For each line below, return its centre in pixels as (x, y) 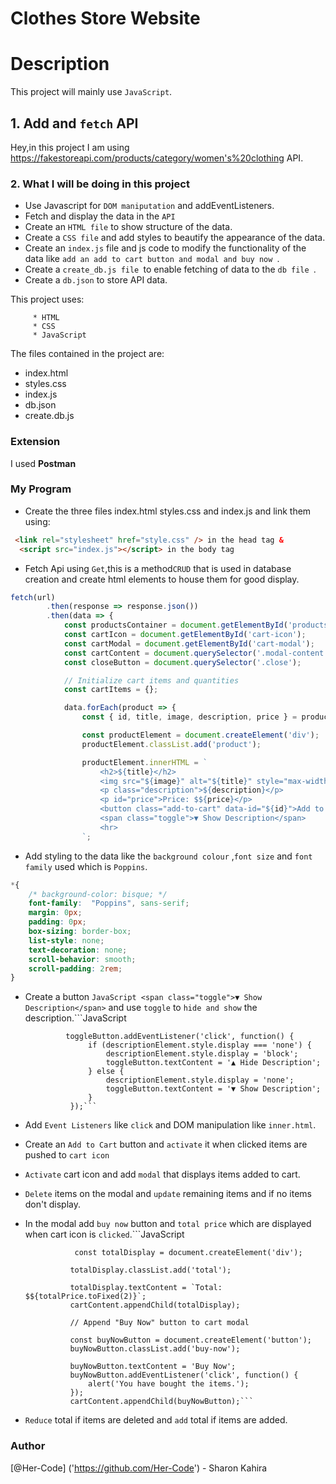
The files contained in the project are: (87, 354)
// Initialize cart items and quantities (151, 680)
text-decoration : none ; (78, 950)
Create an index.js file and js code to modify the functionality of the (165, 248)
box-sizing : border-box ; (80, 932)
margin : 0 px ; (55, 913)
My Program (41, 489)
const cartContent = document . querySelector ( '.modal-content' (196, 653)
